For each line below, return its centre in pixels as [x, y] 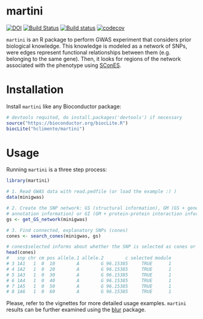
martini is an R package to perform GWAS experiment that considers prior [99, 39]
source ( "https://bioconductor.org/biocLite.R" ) [67, 123]
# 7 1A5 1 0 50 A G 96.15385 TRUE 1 [89, 286]
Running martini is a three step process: [57, 170]
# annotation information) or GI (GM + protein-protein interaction [94, 214]
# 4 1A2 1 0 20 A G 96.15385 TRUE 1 [89, 269]
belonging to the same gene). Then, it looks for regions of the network [94, 59]
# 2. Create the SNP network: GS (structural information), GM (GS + [96, 208]
